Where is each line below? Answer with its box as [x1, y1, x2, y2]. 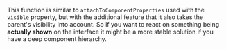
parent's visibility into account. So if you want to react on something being [7, 21, 220, 28]
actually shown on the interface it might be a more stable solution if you [7, 27, 214, 36]
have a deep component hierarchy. [7, 35, 107, 43]
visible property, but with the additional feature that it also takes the [7, 13, 203, 21]
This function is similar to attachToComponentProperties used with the [7, 6, 205, 14]
